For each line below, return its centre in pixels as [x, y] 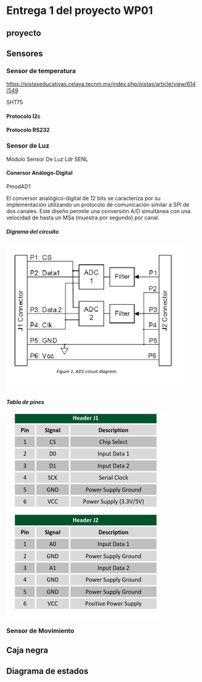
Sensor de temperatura [41, 70]
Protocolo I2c [24, 116]
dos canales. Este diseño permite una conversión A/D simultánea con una [99, 211]
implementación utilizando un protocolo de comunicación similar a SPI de [98, 205]
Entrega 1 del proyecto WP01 [80, 11]
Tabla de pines [25, 402]
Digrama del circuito [32, 231]
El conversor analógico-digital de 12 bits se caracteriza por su [83, 198]
